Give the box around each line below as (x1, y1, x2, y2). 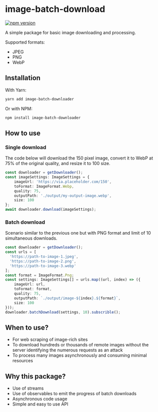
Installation (5, 74, 41, 82)
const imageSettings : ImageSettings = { (5, 175, 90, 180)
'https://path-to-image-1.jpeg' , (9, 254, 79, 259)
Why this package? (5, 372, 66, 381)
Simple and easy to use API (12, 401, 68, 407)
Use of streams (12, 385, 44, 391)
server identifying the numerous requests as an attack (12, 347, 123, 353)
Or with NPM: (5, 105, 33, 111)
